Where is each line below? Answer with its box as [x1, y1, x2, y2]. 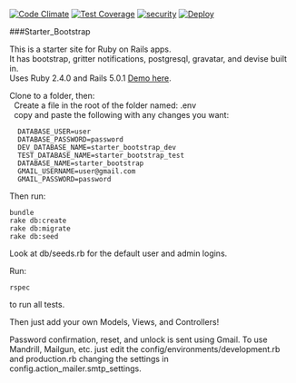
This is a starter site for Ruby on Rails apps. [9, 44, 172, 54]
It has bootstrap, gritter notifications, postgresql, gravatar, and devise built [9, 54, 288, 64]
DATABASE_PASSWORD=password [17, 135, 124, 144]
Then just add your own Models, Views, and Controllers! [9, 317, 220, 327]
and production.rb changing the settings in [9, 354, 170, 364]
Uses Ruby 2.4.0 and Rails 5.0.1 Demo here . [9, 73, 172, 83]
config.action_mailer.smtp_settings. [9, 363, 143, 374]
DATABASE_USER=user [17, 127, 92, 136]
